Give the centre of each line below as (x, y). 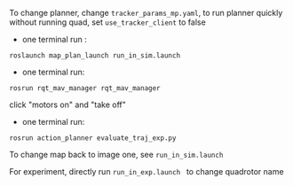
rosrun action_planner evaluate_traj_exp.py (93, 138)
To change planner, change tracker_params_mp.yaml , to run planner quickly (146, 13)
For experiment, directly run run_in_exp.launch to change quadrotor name (146, 171)
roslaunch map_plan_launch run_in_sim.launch (95, 56)
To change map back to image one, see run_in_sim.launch (116, 155)
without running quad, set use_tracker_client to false (107, 22)
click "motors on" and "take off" (68, 105)
